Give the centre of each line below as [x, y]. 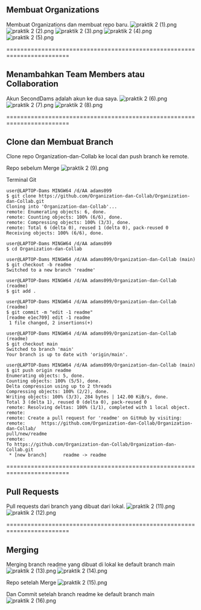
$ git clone [21, 196]
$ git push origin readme [39, 371]
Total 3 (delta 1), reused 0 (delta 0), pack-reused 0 [77, 402]
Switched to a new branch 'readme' [51, 270]
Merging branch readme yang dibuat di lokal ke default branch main [91, 565]
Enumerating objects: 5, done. [46, 376]
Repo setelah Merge [31, 583]
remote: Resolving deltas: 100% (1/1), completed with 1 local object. [98, 408]
